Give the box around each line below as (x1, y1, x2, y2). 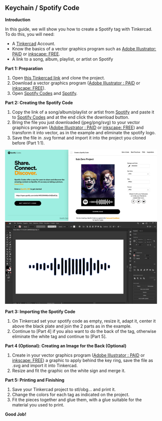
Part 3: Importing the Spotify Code (5, 309, 76, 314)
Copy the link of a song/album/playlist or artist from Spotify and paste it (12, 109, 154, 115)
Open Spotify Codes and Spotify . (12, 90, 78, 96)
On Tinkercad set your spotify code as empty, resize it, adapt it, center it (12, 318, 156, 324)
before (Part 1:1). (12, 140, 45, 146)
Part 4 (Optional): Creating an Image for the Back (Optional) (5, 343, 127, 349)
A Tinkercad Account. (12, 41, 55, 47)
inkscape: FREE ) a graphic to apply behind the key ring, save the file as (12, 358, 153, 363)
